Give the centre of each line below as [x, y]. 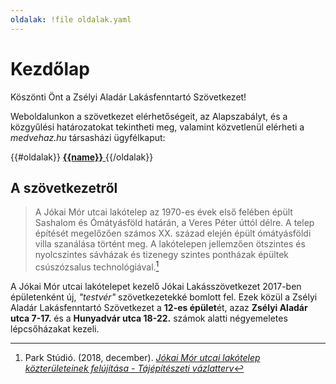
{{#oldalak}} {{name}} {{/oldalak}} [82, 157]
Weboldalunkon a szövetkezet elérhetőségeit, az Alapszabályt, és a [149, 116]
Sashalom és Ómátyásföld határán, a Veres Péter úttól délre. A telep [174, 223]
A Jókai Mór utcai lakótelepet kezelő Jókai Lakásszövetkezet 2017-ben [156, 287]
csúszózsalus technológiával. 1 [97, 266]
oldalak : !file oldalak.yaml [71, 19]
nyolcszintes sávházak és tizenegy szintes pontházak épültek [162, 255]
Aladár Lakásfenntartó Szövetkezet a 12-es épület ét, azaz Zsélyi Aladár [159, 308]
